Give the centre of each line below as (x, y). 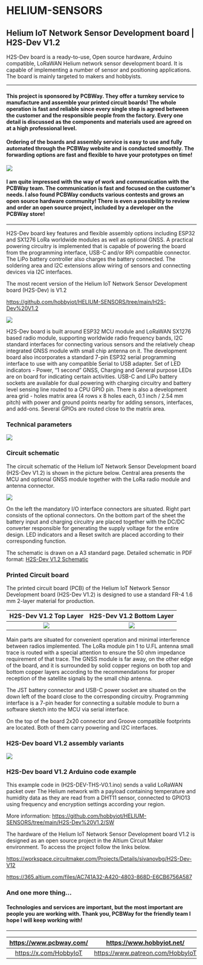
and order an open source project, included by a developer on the (90, 207)
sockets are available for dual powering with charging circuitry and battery (99, 383)
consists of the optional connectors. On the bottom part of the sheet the (96, 515)
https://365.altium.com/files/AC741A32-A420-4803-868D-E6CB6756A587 (99, 877)
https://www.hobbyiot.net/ (145, 943)
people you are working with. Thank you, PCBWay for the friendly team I (99, 914)
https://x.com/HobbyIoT (49, 953)
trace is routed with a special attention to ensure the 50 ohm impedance (96, 652)
